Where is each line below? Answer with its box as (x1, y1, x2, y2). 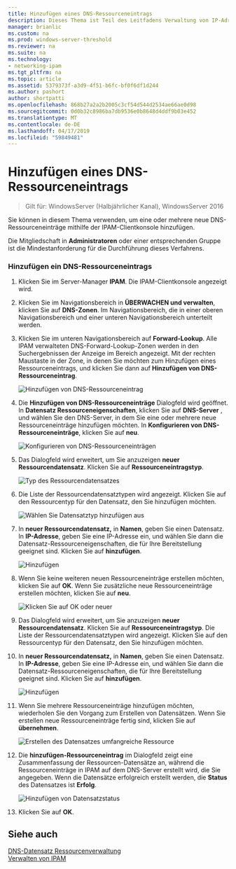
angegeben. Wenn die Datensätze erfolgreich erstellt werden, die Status (18, 773, 228, 781)
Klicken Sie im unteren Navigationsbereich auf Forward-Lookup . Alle (18, 334, 218, 343)
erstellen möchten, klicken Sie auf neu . (18, 589, 131, 597)
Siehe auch (8, 828, 58, 840)
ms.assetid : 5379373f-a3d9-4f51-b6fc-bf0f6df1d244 (8, 82, 159, 89)
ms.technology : (8, 56, 53, 63)
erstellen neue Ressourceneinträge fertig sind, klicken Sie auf (18, 716, 195, 725)
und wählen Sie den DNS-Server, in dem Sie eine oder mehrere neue (18, 414, 216, 422)
